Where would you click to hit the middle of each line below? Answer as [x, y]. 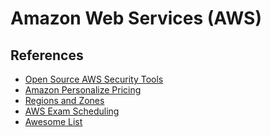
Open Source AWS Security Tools [94, 79]
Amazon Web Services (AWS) [136, 18]
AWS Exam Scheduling [72, 111]
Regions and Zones [64, 100]
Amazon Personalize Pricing [83, 90]
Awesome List [53, 121]
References [47, 55]
